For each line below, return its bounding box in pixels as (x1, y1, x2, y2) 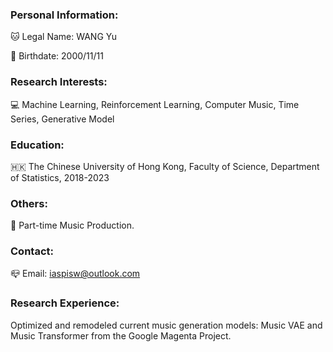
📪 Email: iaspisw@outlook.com (10, 268, 141, 280)
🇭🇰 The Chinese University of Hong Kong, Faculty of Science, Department (10, 160, 320, 172)
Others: (10, 196, 48, 210)
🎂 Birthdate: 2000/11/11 (10, 50, 104, 62)
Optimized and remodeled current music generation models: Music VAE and (10, 319, 323, 331)
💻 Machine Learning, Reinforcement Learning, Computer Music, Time (10, 98, 300, 110)
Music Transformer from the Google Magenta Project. (10, 329, 232, 342)
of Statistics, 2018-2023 (10, 171, 110, 183)
